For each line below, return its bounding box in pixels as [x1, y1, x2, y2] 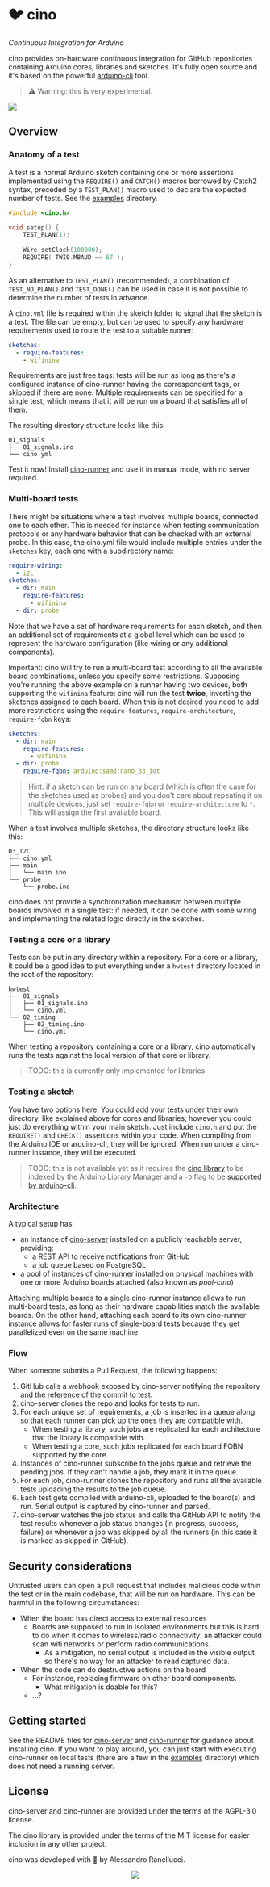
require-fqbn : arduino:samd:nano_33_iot [23, 767, 160, 775]
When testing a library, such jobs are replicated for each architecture [31, 1424, 261, 1434]
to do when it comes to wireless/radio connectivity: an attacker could [31, 1631, 262, 1641]
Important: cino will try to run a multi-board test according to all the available [8, 662, 263, 672]
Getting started [8, 1714, 87, 1728]
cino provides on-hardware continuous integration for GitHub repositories [8, 53, 253, 63]
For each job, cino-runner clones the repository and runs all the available [19, 1476, 262, 1486]
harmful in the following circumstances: [8, 1598, 139, 1608]
